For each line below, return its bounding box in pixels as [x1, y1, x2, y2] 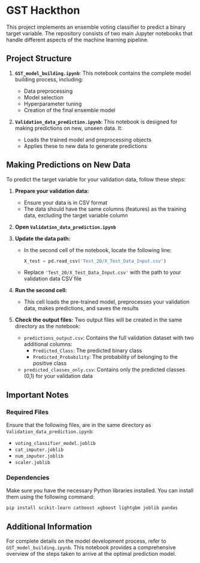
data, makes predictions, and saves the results [23, 305, 139, 312]
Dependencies [6, 474, 50, 482]
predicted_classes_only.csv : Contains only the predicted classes [23, 366, 186, 373]
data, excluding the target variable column [23, 211, 128, 219]
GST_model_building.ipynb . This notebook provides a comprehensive [6, 544, 176, 551]
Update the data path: [14, 235, 71, 242]
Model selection [23, 93, 64, 101]
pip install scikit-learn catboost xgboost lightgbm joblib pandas [6, 505, 178, 511]
